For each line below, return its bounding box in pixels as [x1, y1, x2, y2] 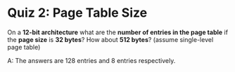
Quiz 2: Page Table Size [7, 5, 148, 21]
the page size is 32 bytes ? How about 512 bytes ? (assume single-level [7, 35, 214, 43]
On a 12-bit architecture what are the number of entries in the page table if [7, 28, 229, 36]
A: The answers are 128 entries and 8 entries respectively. [7, 56, 176, 64]
